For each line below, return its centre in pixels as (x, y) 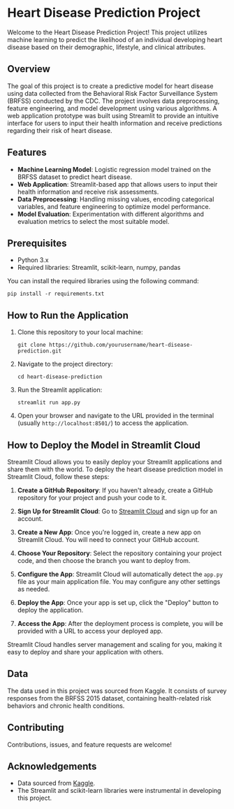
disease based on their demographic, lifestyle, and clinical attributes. (107, 47)
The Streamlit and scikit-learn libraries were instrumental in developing (119, 791)
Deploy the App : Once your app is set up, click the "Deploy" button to (118, 602)
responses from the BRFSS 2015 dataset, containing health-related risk (109, 698)
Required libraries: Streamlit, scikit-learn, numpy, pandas (99, 268)
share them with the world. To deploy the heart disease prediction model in (115, 469)
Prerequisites (37, 243)
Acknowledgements (52, 767)
